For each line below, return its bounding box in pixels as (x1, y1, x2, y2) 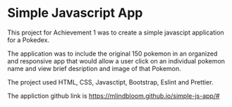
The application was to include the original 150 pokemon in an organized (7, 49, 218, 58)
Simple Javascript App (7, 5, 143, 21)
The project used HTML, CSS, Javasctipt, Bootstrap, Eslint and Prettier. (7, 77, 214, 86)
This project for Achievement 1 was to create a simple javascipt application (7, 28, 224, 37)
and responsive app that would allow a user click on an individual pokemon (7, 56, 226, 65)
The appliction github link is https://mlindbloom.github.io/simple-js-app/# (7, 92, 220, 100)
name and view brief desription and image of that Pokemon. (7, 64, 181, 73)
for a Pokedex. (7, 35, 50, 44)
